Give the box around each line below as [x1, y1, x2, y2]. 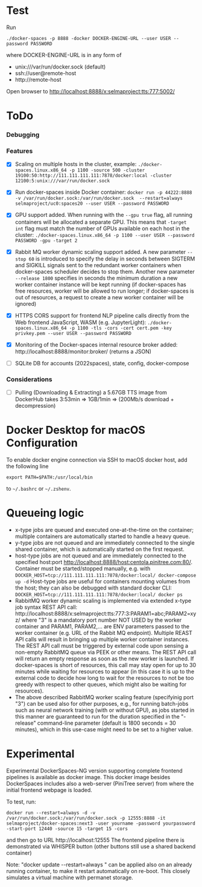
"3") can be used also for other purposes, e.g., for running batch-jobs [14, 700, 189, 708]
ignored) [14, 300, 37, 307]
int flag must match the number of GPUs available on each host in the [14, 225, 190, 232]
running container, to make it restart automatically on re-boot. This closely [6, 867, 191, 874]
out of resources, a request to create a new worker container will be [14, 293, 184, 301]
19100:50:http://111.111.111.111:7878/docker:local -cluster [14, 173, 172, 179]
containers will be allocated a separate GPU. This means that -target [14, 218, 187, 225]
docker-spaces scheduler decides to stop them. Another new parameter [14, 268, 195, 275]
